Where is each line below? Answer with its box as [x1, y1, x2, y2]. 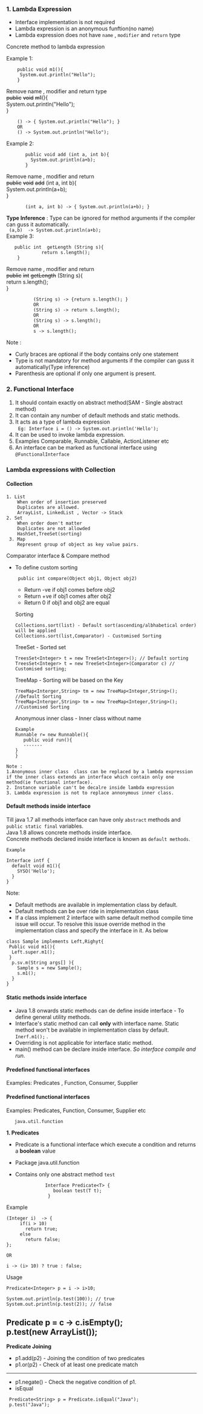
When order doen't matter [17, 520, 83, 526]
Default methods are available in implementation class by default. [14, 901, 178, 908]
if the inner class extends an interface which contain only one [6, 774, 174, 780]
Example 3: [6, 232, 34, 240]
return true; [25, 1226, 59, 1232]
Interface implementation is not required [14, 19, 115, 26]
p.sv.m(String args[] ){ [11, 960, 74, 966]
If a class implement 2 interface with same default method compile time [14, 914, 193, 921]
